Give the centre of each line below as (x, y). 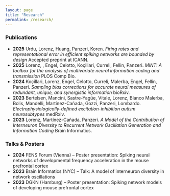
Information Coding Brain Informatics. (52, 130)
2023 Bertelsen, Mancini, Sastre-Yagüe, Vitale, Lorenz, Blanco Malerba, (88, 97)
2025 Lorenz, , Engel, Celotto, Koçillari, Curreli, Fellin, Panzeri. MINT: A (87, 65)
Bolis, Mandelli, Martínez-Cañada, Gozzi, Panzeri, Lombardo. (77, 103)
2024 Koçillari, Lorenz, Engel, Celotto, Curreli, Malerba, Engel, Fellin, (85, 81)
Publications (21, 37)
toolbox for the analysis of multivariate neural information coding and (86, 70)
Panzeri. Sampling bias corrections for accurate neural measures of (84, 87)
